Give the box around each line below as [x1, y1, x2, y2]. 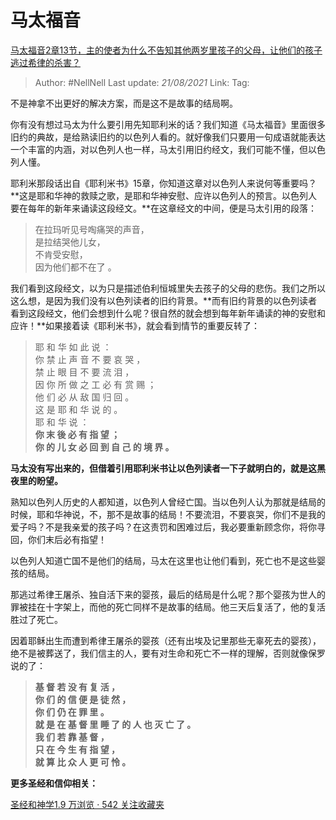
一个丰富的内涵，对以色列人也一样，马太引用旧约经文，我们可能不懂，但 [10, 143, 308, 155]
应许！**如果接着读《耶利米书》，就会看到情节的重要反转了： [10, 319, 261, 331]
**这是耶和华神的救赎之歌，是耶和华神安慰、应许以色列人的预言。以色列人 [10, 189, 318, 201]
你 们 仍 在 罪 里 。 [34, 706, 110, 718]
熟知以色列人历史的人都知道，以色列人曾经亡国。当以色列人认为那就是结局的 [10, 496, 326, 508]
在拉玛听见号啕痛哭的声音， [34, 223, 150, 235]
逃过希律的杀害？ [10, 56, 81, 68]
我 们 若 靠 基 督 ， [34, 731, 110, 743]
